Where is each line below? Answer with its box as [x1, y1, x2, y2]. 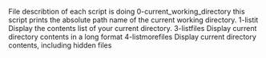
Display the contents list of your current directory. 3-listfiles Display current [8, 24, 257, 33]
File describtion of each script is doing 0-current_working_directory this [8, 7, 246, 16]
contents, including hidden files [8, 41, 112, 50]
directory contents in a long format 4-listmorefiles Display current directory [8, 32, 256, 41]
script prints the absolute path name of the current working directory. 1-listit [8, 15, 259, 25]
